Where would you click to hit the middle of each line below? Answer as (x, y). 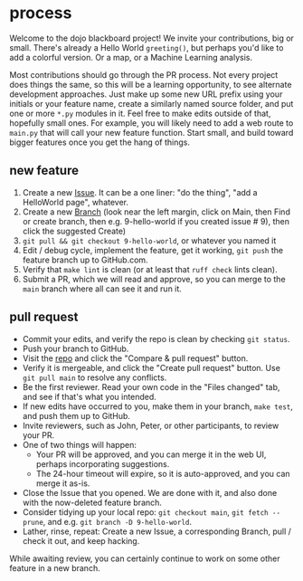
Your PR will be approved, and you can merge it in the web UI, (151, 454)
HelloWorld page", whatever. (76, 202)
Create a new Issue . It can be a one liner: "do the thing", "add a (140, 192)
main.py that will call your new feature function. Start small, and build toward (151, 132)
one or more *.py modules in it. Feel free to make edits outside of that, (140, 113)
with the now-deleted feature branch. (92, 502)
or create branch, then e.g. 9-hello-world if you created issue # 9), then (156, 221)
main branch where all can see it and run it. (102, 289)
